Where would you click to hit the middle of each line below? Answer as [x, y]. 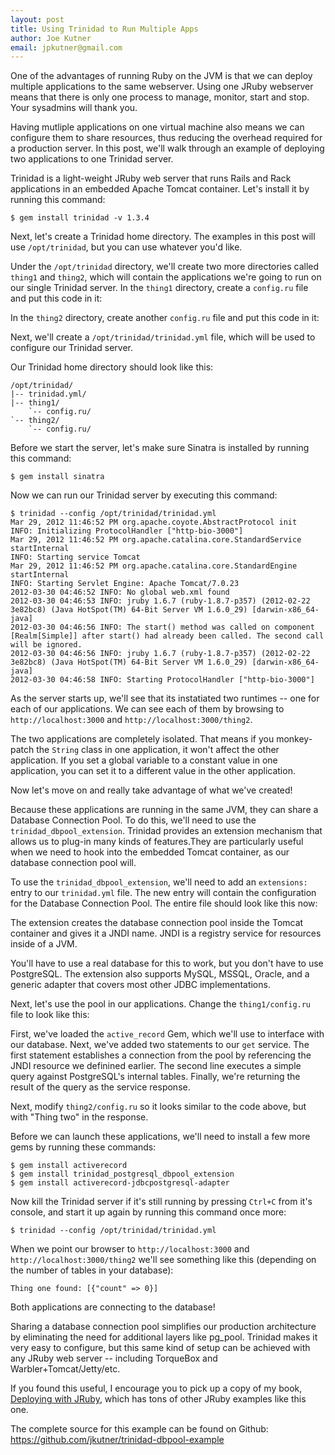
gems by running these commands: [83, 1147]
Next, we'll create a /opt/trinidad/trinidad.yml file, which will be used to [163, 337]
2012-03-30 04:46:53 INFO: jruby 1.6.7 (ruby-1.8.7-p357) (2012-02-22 [160, 601]
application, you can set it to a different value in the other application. [153, 771]
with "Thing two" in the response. [79, 1117]
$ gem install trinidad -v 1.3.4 [80, 218]
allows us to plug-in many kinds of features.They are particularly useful [157, 842]
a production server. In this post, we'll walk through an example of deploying [167, 148]
